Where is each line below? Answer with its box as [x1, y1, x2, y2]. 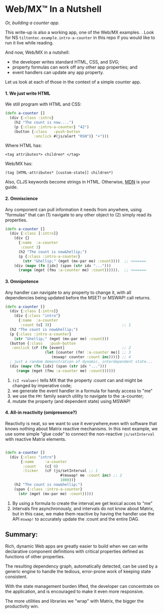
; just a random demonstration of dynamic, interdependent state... [9, 359, 153, 364]
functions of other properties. [5, 554, 65, 560]
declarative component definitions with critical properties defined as [5, 548, 144, 554]
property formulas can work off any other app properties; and [12, 64, 138, 70]
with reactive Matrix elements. [5, 436, 66, 442]
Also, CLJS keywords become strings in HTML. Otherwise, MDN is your [5, 179, 150, 185]
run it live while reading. [5, 39, 54, 45]
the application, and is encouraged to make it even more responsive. [5, 588, 144, 595]
